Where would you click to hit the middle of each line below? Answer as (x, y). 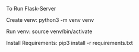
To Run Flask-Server (31, 9)
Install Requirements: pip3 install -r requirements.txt (69, 43)
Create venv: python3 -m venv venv (50, 20)
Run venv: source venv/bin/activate (49, 31)
